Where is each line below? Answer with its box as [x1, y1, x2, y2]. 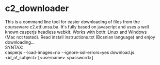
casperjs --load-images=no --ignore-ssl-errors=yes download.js [5, 49, 135, 55]
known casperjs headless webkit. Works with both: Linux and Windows [5, 29, 147, 35]
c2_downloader [5, 3, 69, 14]
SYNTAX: [5, 44, 24, 50]
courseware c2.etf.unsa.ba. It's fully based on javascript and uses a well [5, 24, 149, 29]
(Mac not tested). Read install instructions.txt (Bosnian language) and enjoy [5, 34, 156, 40]
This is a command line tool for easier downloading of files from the [5, 19, 140, 25]
